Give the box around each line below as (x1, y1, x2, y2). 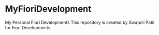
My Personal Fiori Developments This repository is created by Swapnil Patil (5, 19, 155, 25)
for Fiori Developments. (5, 24, 52, 30)
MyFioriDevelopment (5, 3, 92, 15)
